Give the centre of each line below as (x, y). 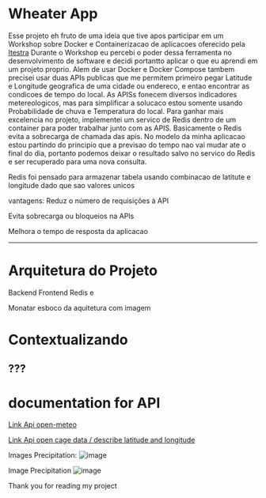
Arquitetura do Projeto (83, 271)
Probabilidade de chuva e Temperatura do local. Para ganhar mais (116, 111)
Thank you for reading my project (63, 486)
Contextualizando (68, 340)
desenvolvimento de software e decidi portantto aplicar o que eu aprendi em (133, 61)
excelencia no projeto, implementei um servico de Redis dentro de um (122, 119)
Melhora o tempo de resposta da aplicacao (78, 231)
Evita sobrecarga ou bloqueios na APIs (71, 216)
